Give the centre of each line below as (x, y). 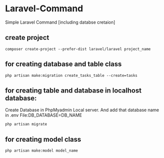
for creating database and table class (64, 64)
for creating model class (43, 139)
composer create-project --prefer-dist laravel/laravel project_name (78, 49)
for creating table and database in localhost (73, 90)
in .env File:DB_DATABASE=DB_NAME (44, 115)
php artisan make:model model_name (42, 151)
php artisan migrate (26, 124)
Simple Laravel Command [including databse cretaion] (60, 22)
